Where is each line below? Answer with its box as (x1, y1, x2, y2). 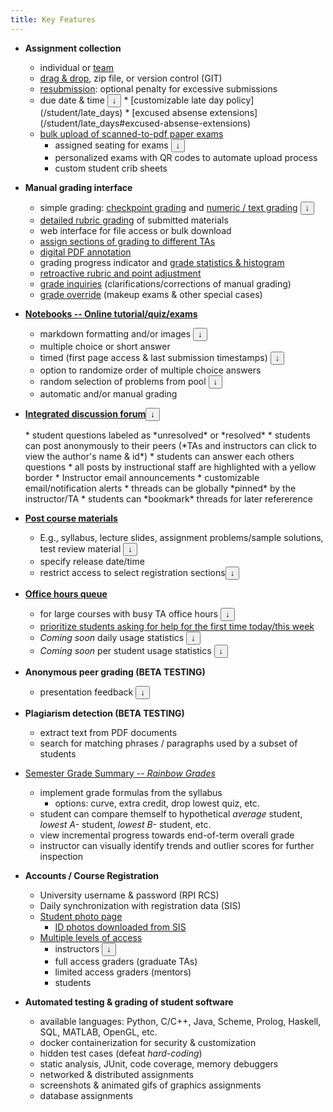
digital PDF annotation (39, 246, 132, 258)
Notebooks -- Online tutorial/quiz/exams (24, 307, 198, 320)
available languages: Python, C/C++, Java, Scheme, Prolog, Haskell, (39, 1015, 322, 1027)
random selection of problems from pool (39, 375, 207, 387)
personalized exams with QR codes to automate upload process (54, 151, 318, 163)
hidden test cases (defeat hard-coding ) (39, 1047, 203, 1059)
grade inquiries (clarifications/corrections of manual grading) (39, 277, 292, 290)
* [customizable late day (123, 94, 225, 106)
